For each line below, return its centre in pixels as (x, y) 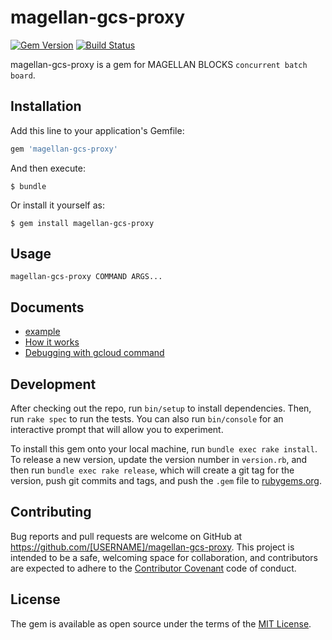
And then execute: (48, 168)
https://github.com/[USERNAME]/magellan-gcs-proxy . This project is (152, 547)
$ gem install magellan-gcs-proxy (82, 223)
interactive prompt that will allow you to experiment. (117, 430)
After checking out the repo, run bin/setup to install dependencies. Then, (161, 408)
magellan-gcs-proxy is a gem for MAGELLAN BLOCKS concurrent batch (159, 64)
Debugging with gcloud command (94, 353)
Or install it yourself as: (57, 205)
